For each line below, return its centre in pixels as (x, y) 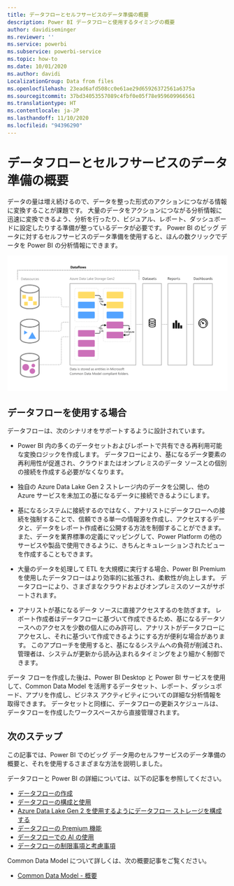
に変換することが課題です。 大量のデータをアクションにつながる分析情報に (115, 210)
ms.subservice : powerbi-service (54, 52)
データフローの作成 (45, 793)
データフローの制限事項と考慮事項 (66, 845)
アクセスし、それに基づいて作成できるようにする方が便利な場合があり (118, 636)
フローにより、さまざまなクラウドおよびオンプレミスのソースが (121, 586)
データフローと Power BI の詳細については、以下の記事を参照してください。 (116, 778)
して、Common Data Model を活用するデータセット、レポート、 (100, 687)
